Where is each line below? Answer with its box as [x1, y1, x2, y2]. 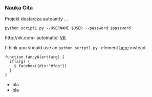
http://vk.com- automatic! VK [5, 35, 66, 41]
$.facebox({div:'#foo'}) [14, 64, 67, 69]
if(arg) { [9, 59, 30, 64]
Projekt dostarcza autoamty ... [5, 16, 69, 22]
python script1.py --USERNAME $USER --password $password [5, 26, 131, 31]
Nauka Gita [5, 4, 33, 11]
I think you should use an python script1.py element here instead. [5, 45, 147, 51]
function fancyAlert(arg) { [5, 54, 65, 60]
